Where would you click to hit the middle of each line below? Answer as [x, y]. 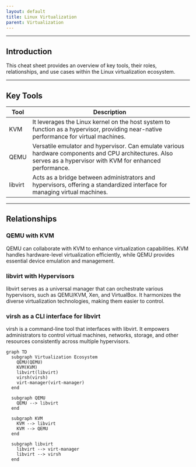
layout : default [26, 11]
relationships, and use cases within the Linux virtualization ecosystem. [91, 72]
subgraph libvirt [32, 444]
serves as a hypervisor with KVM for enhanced [97, 160]
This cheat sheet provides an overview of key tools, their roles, [82, 65]
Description [110, 112]
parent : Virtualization [35, 22]
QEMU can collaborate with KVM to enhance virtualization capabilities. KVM [97, 248]
